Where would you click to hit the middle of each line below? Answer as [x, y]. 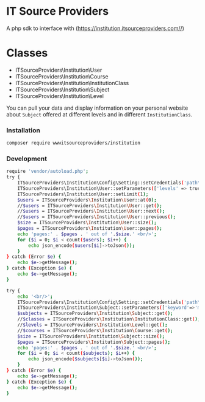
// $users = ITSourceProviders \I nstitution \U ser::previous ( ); [96, 217]
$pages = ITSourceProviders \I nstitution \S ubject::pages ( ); [94, 342]
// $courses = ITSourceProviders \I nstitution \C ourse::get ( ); [95, 330]
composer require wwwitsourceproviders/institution [73, 143]
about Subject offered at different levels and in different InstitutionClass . [99, 114]
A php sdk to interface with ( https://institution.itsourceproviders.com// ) [95, 28]
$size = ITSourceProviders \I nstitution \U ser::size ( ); [87, 223]
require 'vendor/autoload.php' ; [47, 172]
